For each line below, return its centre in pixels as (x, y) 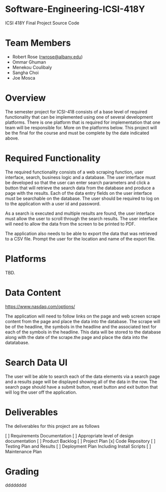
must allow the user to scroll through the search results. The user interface (81, 218)
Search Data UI (36, 363)
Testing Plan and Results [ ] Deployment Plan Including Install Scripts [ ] (78, 446)
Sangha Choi (25, 73)
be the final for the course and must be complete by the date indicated (77, 133)
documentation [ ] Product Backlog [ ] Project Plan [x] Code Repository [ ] (80, 441)
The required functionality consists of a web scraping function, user (74, 172)
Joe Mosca (24, 78)
